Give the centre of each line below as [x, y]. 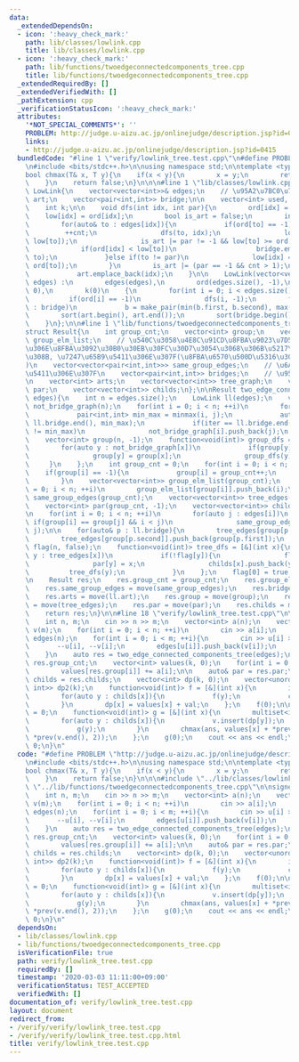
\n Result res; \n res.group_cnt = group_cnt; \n [127, 580]
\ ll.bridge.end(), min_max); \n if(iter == [129, 423]
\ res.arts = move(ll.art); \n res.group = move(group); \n [147, 597]
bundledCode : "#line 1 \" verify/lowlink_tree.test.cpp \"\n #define [143, 158]
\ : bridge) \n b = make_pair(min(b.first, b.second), [149, 307]
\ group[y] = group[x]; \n [103, 456]
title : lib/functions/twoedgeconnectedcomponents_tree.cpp [137, 76]
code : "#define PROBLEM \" [67, 754]
